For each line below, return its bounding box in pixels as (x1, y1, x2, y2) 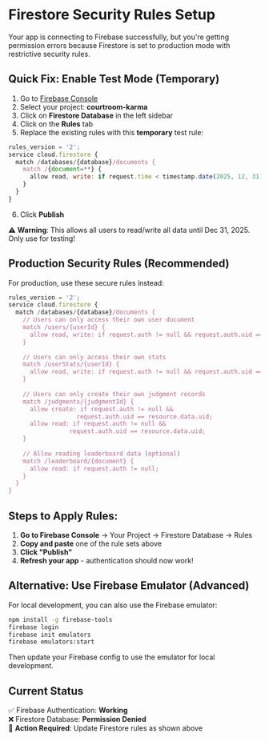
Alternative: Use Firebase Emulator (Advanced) (8, 579, 250, 593)
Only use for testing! (8, 234, 76, 243)
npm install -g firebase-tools (8, 615, 113, 623)
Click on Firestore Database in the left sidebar (19, 110, 174, 120)
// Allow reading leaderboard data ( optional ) (22, 450, 181, 458)
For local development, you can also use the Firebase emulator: (8, 600, 218, 610)
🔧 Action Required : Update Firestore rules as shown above (8, 723, 203, 733)
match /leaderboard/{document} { (22, 457, 134, 465)
